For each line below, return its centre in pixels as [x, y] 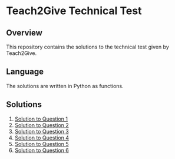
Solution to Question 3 [42, 131]
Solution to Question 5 [42, 144]
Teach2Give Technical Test [74, 11]
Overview [24, 33]
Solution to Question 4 [42, 138]
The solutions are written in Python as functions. [65, 86]
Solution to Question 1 [41, 119]
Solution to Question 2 [42, 125]
